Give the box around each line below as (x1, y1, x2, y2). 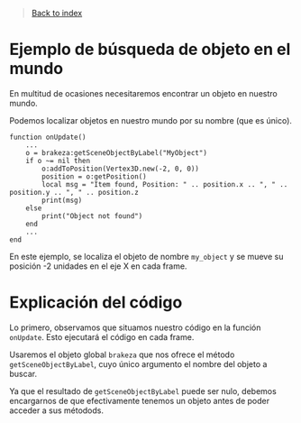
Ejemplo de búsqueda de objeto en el (9, 40, 291, 60)
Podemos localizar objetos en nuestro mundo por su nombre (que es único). (9, 115, 293, 125)
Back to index (31, 8, 83, 18)
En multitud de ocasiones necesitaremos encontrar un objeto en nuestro (9, 87, 278, 98)
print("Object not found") (41, 211, 143, 220)
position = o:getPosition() (41, 171, 147, 181)
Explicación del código (9, 292, 183, 313)
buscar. (9, 368, 38, 379)
